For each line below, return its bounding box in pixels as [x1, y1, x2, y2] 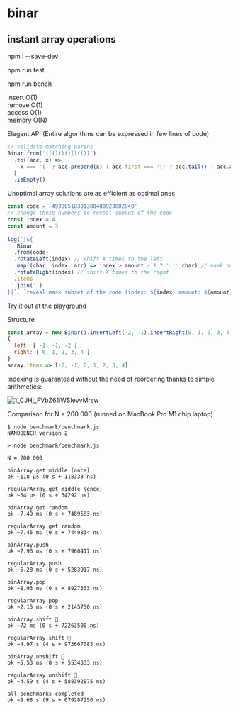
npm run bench [7, 79, 52, 88]
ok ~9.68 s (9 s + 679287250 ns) [7, 697, 106, 704]
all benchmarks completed [7, 690, 84, 697]
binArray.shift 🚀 [7, 616, 59, 623]
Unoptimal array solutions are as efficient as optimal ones [7, 189, 176, 198]
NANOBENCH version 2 [7, 429, 69, 437]
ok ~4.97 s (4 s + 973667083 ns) [7, 640, 106, 648]
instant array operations [7, 33, 117, 45]
